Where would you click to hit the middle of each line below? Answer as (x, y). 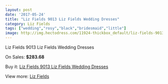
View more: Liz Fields (27, 76)
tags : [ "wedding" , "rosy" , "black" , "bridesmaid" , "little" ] (66, 28)
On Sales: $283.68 (25, 57)
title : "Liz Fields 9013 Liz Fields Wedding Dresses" (62, 19)
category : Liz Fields (28, 24)
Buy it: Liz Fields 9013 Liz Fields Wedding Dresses (57, 66)
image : (12, 33)
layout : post (19, 10)
